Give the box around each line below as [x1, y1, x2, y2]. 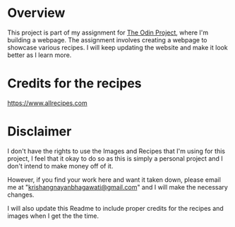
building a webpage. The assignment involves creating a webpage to [7, 35, 207, 44]
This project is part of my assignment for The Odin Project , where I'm [7, 28, 209, 37]
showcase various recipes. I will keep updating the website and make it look [7, 43, 228, 51]
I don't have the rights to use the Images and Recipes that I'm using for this [7, 147, 226, 155]
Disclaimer [7, 123, 72, 140]
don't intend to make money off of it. [7, 161, 114, 170]
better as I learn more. [7, 51, 72, 59]
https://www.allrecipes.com [7, 99, 88, 107]
